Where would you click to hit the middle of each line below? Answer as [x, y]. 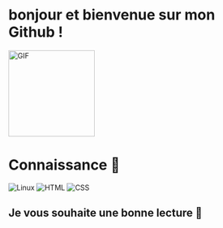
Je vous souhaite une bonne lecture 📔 [105, 213]
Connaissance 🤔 [64, 165]
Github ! [36, 32]
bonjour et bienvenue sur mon [112, 15]
